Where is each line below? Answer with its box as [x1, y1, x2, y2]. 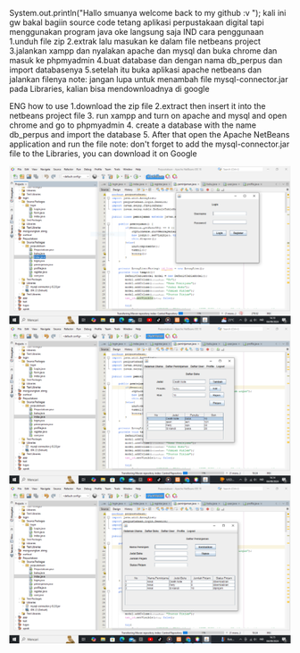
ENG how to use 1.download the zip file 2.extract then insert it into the [9, 101, 266, 111]
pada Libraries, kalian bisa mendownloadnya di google [9, 84, 210, 94]
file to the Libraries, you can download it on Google [9, 148, 198, 159]
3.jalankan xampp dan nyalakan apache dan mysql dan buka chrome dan [9, 46, 278, 56]
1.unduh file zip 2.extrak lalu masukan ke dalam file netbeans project [9, 36, 262, 46]
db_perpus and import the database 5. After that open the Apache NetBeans [9, 130, 290, 139]
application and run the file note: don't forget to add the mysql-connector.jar [9, 138, 290, 149]
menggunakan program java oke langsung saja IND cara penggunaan [9, 27, 264, 37]
